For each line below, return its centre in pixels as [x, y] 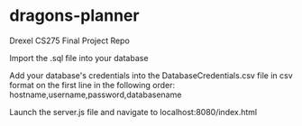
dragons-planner [74, 16]
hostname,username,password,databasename [96, 94]
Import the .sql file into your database [79, 58]
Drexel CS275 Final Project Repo [70, 40]
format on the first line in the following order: [92, 85]
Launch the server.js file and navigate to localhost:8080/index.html [133, 112]
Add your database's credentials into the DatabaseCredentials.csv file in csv [151, 75]
